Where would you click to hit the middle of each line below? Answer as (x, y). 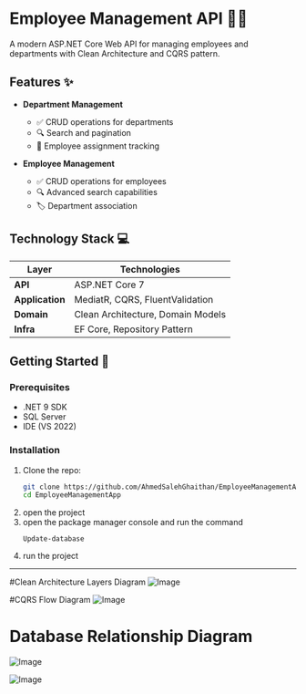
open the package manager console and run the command (133, 523)
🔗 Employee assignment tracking (98, 146)
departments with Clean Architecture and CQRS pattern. (115, 53)
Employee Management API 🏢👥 (129, 19)
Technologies (150, 269)
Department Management (72, 104)
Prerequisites (40, 387)
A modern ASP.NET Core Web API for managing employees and (129, 44)
